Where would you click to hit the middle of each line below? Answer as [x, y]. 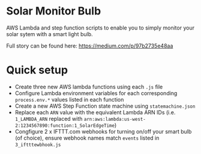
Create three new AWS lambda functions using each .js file [89, 87]
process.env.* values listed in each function [69, 99]
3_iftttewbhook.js [38, 145]
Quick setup [37, 70]
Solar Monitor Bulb [54, 11]
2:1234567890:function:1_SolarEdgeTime [65, 125]
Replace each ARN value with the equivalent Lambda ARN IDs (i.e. [95, 112]
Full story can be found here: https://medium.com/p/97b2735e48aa [90, 46]
